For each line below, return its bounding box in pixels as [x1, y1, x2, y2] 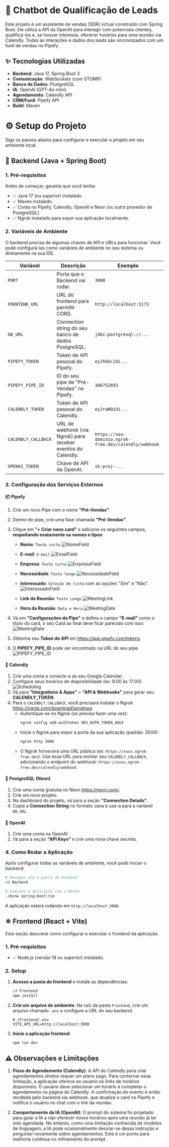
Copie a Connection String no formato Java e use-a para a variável [12, 803, 153, 809]
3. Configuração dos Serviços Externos [5, 481, 104, 488]
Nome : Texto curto [20, 541, 60, 547]
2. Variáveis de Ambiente [5, 228, 68, 235]
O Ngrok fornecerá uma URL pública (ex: [20, 748, 105, 754]
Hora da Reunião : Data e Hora [20, 605, 83, 611]
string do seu [56, 324, 88, 331]
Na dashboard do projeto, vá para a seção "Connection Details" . [12, 797, 148, 803]
